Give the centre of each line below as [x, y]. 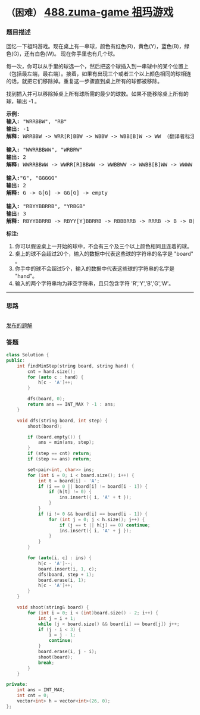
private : [17, 685]
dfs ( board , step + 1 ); [66, 575]
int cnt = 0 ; [33, 696]
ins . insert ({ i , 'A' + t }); [96, 497]
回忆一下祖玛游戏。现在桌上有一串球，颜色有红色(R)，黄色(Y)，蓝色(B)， [95, 46]
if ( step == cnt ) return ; [60, 454]
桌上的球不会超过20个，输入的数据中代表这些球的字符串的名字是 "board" [104, 254]
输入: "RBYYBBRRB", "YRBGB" [46, 206]
